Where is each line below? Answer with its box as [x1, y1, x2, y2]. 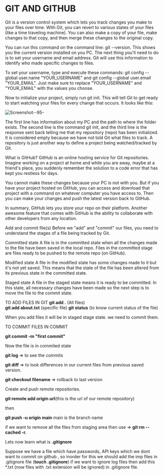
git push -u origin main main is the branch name [5, 415, 103, 420]
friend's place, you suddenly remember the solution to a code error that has [5, 165, 158, 171]
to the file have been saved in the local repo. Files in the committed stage [5, 245, 153, 251]
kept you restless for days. [5, 170, 59, 176]
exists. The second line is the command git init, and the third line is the [5, 124, 147, 130]
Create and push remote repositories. [5, 386, 81, 392]
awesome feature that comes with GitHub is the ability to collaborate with [5, 210, 153, 216]
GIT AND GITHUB [5, 3, 76, 14]
